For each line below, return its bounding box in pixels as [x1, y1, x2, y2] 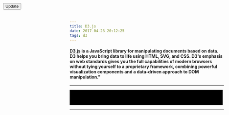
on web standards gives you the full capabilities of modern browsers [69, 58, 212, 64]
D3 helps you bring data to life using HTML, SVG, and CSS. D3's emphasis [69, 53, 223, 59]
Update [5, 4, 19, 9]
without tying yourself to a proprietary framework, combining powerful [69, 64, 217, 69]
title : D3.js [69, 23, 96, 29]
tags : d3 [69, 33, 88, 38]
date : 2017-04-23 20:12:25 [69, 28, 125, 33]
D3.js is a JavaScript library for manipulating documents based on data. [69, 48, 219, 54]
